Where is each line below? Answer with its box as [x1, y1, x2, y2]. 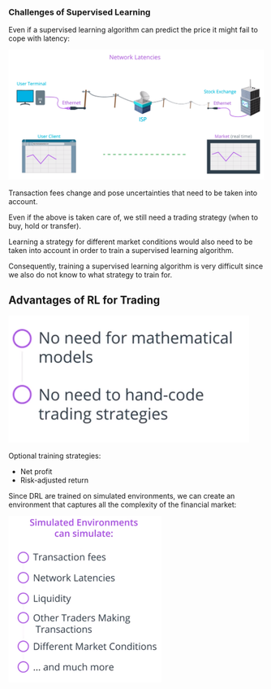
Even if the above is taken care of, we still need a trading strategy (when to [8, 212, 258, 222]
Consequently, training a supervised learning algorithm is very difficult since [8, 261, 264, 271]
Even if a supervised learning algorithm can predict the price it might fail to [8, 25, 258, 35]
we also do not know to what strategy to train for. [8, 269, 173, 279]
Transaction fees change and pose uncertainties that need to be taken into [8, 188, 258, 198]
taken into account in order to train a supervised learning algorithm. [8, 245, 234, 255]
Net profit [19, 466, 53, 476]
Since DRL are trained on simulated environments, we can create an [8, 491, 235, 500]
